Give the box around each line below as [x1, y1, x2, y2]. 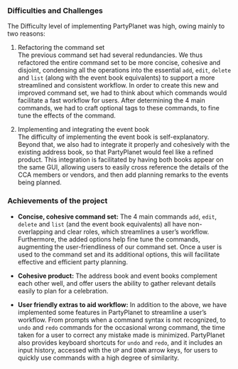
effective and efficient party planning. [17, 257, 128, 266]
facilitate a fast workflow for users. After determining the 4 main [17, 96, 205, 105]
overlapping [17, 227, 53, 236]
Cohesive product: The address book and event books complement [17, 271, 218, 280]
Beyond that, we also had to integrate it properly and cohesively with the [17, 140, 230, 149]
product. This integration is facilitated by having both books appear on [17, 155, 224, 164]
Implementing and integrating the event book [17, 125, 150, 134]
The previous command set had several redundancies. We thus [17, 51, 203, 59]
